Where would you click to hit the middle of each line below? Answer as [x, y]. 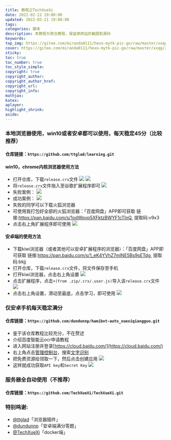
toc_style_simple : [25, 67]
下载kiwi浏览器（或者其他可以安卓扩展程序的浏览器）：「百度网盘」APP [86, 249]
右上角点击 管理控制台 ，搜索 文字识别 [51, 352]
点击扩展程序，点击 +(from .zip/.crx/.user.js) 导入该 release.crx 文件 [86, 281]
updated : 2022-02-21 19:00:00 [37, 19]
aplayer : [15, 105]
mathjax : [15, 96]
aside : [12, 115]
